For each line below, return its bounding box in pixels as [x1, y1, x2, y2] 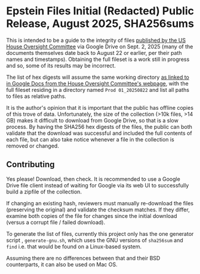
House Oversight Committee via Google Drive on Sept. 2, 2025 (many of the [6, 43, 193, 50]
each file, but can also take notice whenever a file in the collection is [6, 136, 174, 143]
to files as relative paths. [6, 93, 67, 100]
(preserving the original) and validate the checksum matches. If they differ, [6, 206, 190, 213]
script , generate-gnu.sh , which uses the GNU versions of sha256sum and [6, 236, 183, 244]
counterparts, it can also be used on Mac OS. [6, 261, 118, 268]
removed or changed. [6, 142, 60, 149]
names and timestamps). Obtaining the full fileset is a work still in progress [6, 56, 190, 63]
